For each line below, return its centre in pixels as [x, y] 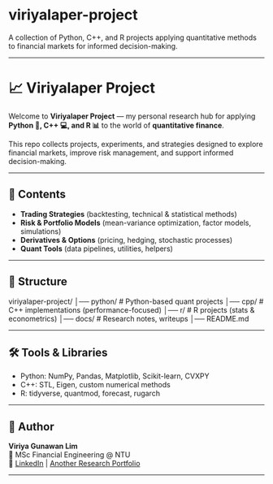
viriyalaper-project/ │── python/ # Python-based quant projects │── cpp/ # [136, 301]
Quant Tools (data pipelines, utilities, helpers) [96, 248]
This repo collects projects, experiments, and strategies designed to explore [136, 144]
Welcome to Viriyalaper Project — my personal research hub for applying [132, 116]
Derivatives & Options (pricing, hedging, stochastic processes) [126, 240]
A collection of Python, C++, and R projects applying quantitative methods [133, 37]
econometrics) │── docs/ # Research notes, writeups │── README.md [129, 318]
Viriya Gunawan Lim [43, 446]
